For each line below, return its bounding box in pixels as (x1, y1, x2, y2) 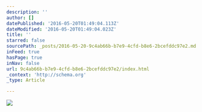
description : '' (6, 9, 48, 15)
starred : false (6, 37, 45, 43)
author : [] (6, 15, 34, 21)
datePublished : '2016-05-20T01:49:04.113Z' (6, 20, 120, 26)
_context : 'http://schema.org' (6, 72, 87, 78)
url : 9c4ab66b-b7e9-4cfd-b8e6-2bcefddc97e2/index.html (6, 65, 150, 72)
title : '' (6, 32, 32, 38)
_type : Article (6, 77, 45, 83)
